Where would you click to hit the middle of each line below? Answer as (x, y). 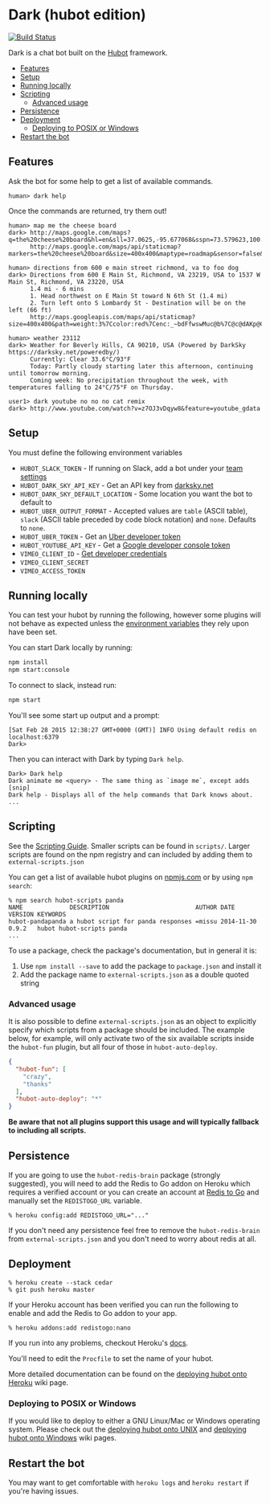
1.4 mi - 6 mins (57, 289)
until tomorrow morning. (50, 373)
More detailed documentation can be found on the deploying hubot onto (128, 1374)
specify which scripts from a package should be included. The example (127, 1030)
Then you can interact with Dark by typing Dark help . (96, 759)
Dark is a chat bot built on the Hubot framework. (88, 52)
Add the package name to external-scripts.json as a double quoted (134, 974)
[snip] (19, 788)
